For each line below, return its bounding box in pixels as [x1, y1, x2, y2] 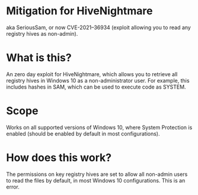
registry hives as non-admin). [6, 30, 78, 37]
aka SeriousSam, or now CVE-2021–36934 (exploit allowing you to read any [6, 24, 191, 31]
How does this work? [6, 151, 111, 164]
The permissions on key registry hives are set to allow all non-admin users [6, 171, 188, 178]
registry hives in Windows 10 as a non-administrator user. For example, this [6, 77, 190, 84]
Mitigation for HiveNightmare [6, 4, 153, 18]
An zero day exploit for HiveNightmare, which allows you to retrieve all [6, 70, 178, 78]
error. [6, 183, 20, 190]
